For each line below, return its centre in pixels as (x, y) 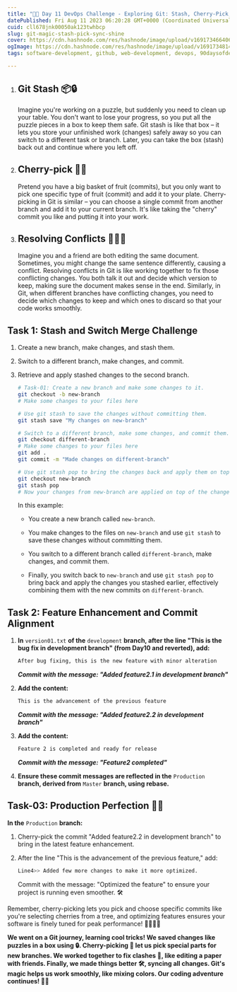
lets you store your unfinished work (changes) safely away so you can (119, 132)
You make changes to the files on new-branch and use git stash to (124, 533)
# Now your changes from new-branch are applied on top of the (113, 492)
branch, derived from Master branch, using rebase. (93, 783)
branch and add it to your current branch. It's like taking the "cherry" (117, 209)
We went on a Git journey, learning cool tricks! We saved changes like (111, 937)
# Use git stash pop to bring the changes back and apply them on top (123, 472)
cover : (17, 40)
